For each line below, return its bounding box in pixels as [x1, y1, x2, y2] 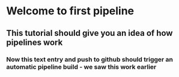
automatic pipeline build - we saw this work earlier [6, 63, 157, 71]
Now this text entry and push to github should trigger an [6, 55, 173, 63]
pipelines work [6, 37, 63, 47]
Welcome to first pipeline [6, 4, 135, 18]
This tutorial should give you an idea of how [6, 28, 173, 38]
